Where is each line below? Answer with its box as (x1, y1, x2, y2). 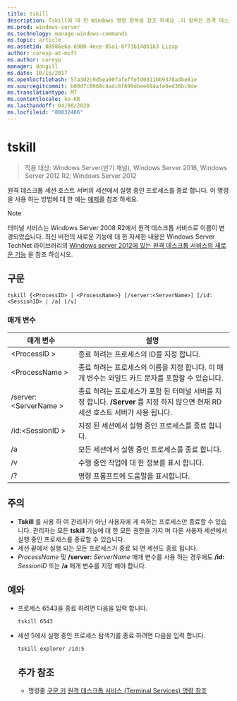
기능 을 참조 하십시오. (14, 250, 73, 258)
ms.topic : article (7, 37, 61, 44)
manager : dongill (7, 63, 59, 70)
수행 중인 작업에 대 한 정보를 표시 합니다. (78, 457, 205, 467)
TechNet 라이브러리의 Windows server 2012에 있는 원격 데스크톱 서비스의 (7, 241, 214, 249)
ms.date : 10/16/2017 (7, 69, 68, 76)
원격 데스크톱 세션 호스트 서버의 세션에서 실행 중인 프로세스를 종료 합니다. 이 (7, 186, 217, 194)
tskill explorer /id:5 (17, 645, 85, 653)
